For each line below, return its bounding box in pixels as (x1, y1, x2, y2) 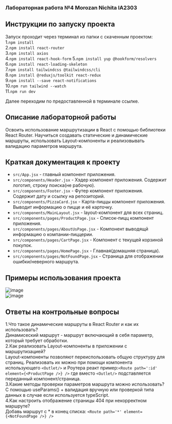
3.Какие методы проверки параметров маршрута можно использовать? (5, 381, 165, 387)
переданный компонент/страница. (5, 375, 81, 381)
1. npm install (5, 39, 34, 45)
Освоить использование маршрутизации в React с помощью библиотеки (5, 126, 166, 132)
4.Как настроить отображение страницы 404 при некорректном (5, 397, 147, 403)
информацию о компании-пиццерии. (12, 232, 94, 238)
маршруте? (5, 402, 30, 409)
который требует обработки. (5, 337, 69, 343)
